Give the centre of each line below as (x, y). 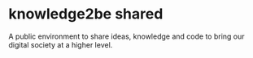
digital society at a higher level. (61, 44)
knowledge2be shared (86, 14)
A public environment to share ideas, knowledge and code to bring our (127, 36)
